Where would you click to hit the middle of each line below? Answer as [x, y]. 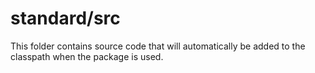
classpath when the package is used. [87, 56]
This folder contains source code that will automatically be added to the [158, 46]
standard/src [65, 18]
